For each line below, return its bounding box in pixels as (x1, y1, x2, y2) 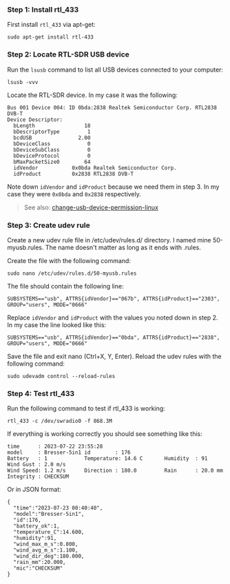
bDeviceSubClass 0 (13, 146, 91, 153)
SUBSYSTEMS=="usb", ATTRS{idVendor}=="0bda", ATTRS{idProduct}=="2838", (7, 334, 220, 341)
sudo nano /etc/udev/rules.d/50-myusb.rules (7, 270, 137, 277)
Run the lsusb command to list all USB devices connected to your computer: (7, 65, 224, 74)
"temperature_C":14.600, (13, 529, 85, 536)
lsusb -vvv (7, 79, 39, 85)
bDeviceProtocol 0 (13, 152, 91, 159)
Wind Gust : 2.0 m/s (7, 461, 67, 468)
